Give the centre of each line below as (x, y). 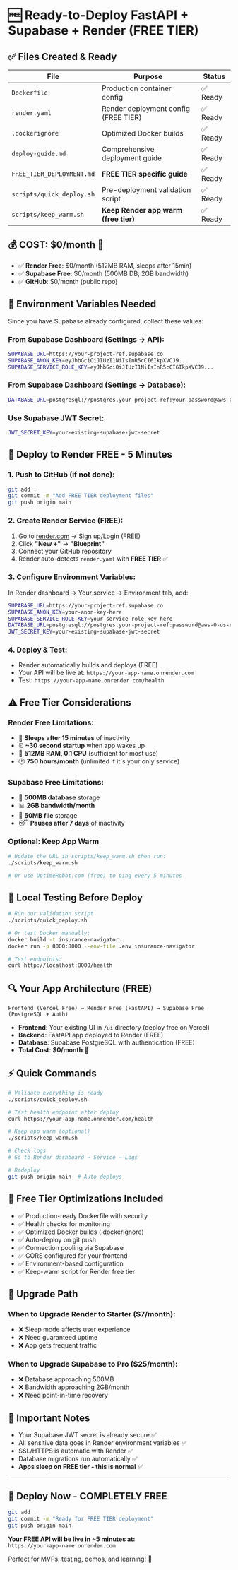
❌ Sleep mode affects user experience (74, 1330)
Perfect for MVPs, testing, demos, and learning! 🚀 (80, 1559)
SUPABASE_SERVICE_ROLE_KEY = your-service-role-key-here (90, 619)
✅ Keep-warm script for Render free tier (77, 1271)
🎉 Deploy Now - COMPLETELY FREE (88, 1496)
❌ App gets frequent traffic (58, 1345)
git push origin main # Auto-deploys (65, 1177)
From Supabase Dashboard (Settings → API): (87, 339)
